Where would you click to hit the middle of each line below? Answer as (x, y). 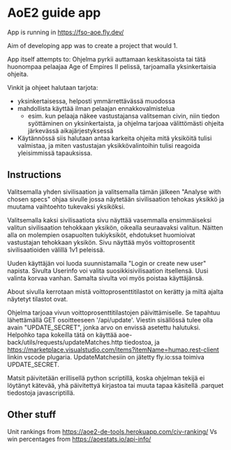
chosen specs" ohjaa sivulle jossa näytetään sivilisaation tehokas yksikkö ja (116, 199)
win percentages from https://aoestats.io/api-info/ (79, 439)
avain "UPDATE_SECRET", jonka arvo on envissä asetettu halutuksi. (104, 327)
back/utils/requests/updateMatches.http (65, 342)
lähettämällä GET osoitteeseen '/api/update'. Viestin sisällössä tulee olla (110, 320)
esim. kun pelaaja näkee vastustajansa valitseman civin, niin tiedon (124, 116)
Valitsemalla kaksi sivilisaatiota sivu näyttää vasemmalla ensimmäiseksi (109, 220)
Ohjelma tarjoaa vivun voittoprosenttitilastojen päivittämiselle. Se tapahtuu (114, 313)
